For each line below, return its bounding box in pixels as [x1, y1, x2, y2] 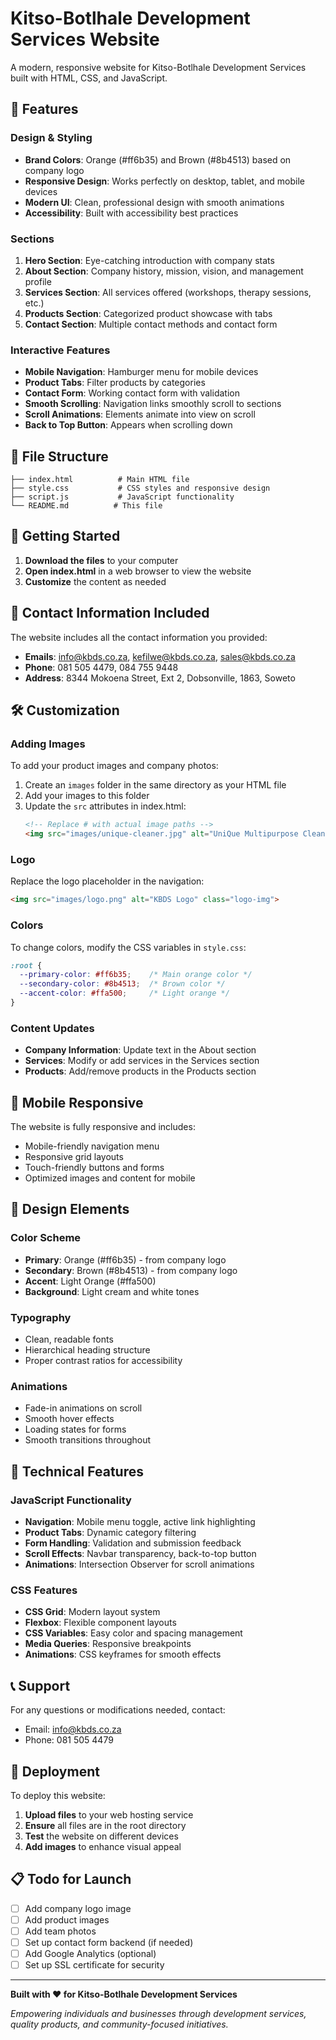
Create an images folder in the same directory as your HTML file [24, 779, 287, 791]
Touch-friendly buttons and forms [24, 1162, 165, 1174]
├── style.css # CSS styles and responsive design [10, 483, 271, 494]
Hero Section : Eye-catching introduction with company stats [24, 254, 275, 266]
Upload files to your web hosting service [24, 1808, 194, 1821]
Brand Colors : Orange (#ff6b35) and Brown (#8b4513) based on [24, 153, 292, 166]
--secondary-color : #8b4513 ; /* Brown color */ [19, 979, 226, 989]
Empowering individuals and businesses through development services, [10, 2008, 307, 2020]
